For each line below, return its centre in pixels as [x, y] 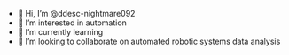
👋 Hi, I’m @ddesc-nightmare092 [76, 14]
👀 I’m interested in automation [72, 23]
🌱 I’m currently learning [60, 32]
